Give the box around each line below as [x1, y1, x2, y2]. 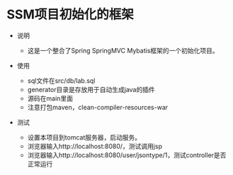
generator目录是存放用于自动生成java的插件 [27, 85, 155, 94]
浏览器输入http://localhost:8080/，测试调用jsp [27, 142, 162, 150]
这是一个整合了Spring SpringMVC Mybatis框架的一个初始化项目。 [27, 46, 219, 55]
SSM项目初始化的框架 [6, 6, 134, 23]
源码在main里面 [27, 94, 74, 103]
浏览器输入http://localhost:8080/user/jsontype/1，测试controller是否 [27, 150, 227, 159]
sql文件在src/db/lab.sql [27, 76, 96, 85]
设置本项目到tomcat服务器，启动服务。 [27, 132, 142, 142]
